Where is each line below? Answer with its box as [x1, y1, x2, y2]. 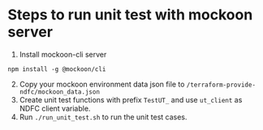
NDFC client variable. [19, 103, 91, 113]
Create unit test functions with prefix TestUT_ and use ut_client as [19, 94, 243, 104]
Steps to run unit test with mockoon [7, 6, 253, 24]
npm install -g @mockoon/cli [7, 65, 106, 73]
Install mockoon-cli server [19, 49, 107, 59]
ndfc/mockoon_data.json [19, 87, 101, 96]
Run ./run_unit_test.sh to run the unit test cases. [19, 111, 188, 122]
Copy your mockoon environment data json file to [19, 79, 185, 89]
